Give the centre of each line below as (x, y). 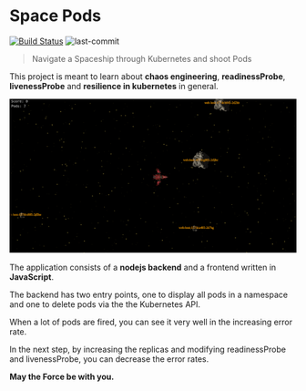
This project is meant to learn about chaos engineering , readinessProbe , (148, 76)
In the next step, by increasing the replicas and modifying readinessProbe (148, 349)
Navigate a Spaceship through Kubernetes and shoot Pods (142, 58)
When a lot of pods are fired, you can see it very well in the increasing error (151, 322)
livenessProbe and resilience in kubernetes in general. (114, 86)
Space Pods (56, 16)
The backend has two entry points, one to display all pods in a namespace (149, 294)
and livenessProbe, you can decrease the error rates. (109, 359)
